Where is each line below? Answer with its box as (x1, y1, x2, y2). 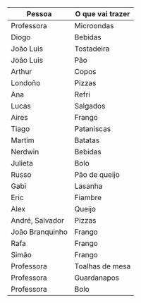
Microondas (74, 21, 114, 30)
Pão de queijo (74, 170, 120, 179)
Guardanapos (74, 273, 120, 283)
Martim (11, 135, 35, 145)
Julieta (11, 159, 33, 168)
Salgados (74, 101, 106, 111)
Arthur (11, 67, 32, 76)
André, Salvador (11, 216, 65, 225)
